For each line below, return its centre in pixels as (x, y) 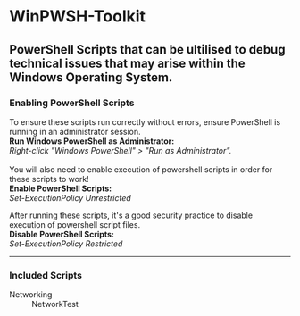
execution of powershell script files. (75, 224)
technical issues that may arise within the (127, 63)
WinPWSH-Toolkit (77, 17)
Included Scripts (46, 275)
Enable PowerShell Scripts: (61, 188)
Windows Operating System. (91, 77)
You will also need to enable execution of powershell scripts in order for (141, 169)
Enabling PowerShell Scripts (72, 103)
